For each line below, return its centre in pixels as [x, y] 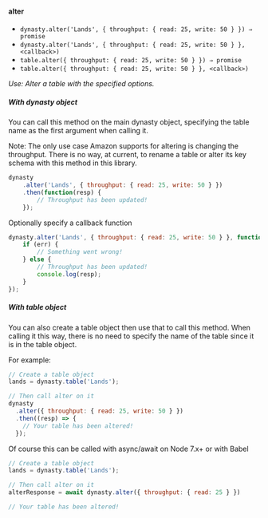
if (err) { [41, 245]
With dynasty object [43, 102]
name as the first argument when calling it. [79, 131]
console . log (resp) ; [69, 274]
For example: [30, 360]
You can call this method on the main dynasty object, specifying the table [129, 122]
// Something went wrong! [80, 252]
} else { [37, 259]
